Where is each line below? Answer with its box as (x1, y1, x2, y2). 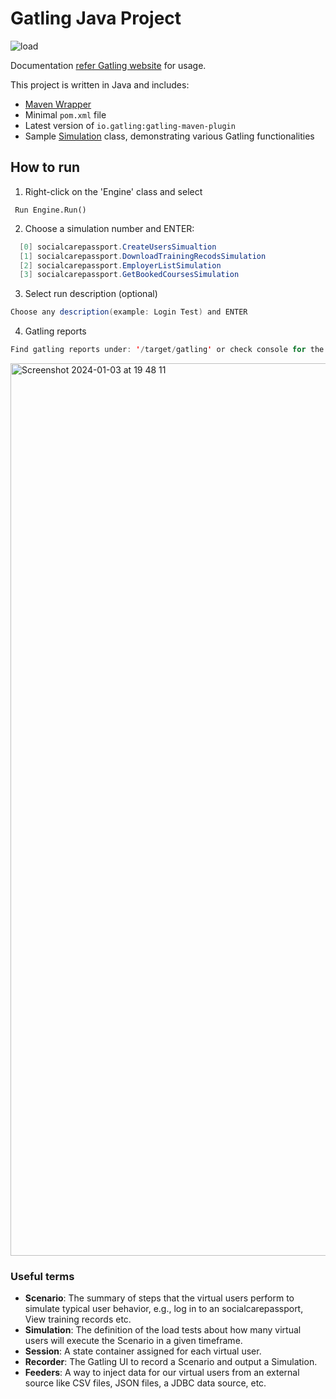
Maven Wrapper (24, 98, 92, 110)
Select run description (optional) (24, 288, 158, 300)
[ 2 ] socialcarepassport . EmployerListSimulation (19, 260, 222, 271)
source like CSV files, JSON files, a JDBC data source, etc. (24, 1377, 267, 1389)
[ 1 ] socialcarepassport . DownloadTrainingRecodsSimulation (19, 251, 267, 261)
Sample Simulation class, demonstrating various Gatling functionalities (24, 130, 315, 142)
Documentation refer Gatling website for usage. (10, 59, 207, 71)
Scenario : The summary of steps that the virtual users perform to (24, 1292, 295, 1304)
